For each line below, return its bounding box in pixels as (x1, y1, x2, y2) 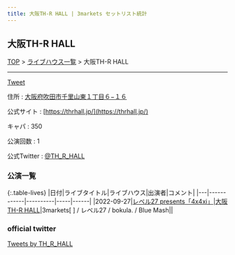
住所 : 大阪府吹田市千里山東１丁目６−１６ (7, 92, 127, 101)
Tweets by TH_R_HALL (7, 240, 73, 248)
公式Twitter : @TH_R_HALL (7, 152, 85, 161)
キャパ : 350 (7, 122, 43, 131)
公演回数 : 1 (7, 137, 40, 145)
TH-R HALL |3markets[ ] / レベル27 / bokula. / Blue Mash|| (7, 205, 173, 214)
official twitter (7, 224, 57, 233)
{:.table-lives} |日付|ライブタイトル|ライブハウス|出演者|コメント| (7, 188, 195, 196)
